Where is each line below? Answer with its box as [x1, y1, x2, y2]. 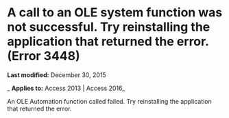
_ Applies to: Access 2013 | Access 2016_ [7, 84, 125, 92]
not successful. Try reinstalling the [7, 19, 210, 35]
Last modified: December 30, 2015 [7, 70, 106, 79]
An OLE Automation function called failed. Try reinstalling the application [7, 97, 213, 105]
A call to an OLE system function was [7, 5, 223, 20]
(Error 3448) [7, 48, 80, 64]
